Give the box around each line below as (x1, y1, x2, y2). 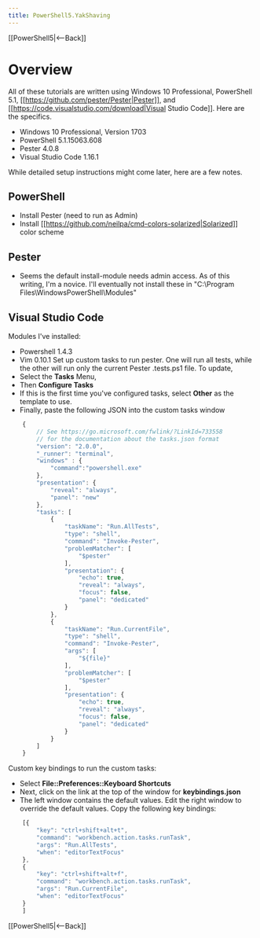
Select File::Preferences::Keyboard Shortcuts (19, 779, 171, 789)
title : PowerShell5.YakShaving (8, 11, 111, 20)
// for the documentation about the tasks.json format (36, 435, 220, 443)
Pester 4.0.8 (19, 143, 60, 153)
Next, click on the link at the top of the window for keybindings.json (19, 787, 241, 796)
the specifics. (8, 112, 53, 121)
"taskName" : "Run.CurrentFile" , (64, 625, 170, 633)
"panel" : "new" (49, 493, 101, 502)
